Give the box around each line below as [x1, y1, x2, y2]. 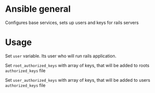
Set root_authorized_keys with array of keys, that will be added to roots [5, 62, 150, 68]
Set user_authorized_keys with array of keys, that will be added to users [5, 77, 151, 83]
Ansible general [5, 3, 71, 15]
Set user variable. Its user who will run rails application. [5, 53, 117, 59]
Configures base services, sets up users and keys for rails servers [5, 20, 139, 25]
